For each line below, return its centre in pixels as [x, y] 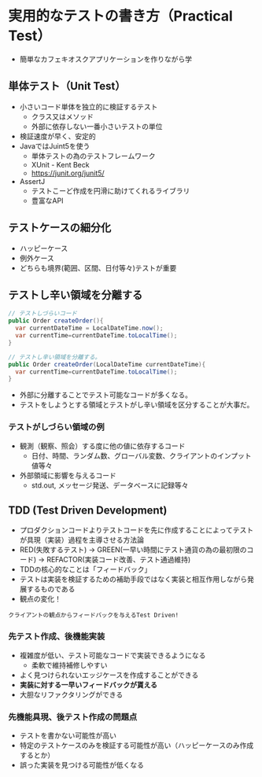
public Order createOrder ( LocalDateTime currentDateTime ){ [107, 364]
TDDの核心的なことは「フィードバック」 [85, 569]
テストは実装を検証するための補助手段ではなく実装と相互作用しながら [133, 580]
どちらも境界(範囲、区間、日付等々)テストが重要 [98, 267]
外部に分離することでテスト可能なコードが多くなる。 [106, 395]
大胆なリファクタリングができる [71, 694]
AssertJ [32, 181]
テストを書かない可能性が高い [68, 735]
